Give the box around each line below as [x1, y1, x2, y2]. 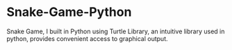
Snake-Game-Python [6, 4, 132, 20]
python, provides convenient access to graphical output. [6, 34, 168, 42]
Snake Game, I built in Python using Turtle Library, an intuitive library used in [6, 27, 225, 35]
